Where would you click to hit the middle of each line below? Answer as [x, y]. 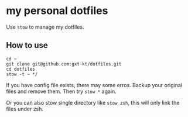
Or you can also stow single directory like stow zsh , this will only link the [93, 102]
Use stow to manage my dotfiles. [45, 27]
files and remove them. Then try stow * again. [61, 91]
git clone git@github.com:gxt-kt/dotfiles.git [64, 64]
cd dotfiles [20, 69]
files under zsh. [25, 109]
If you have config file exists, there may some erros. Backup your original [94, 85]
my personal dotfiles [57, 11]
